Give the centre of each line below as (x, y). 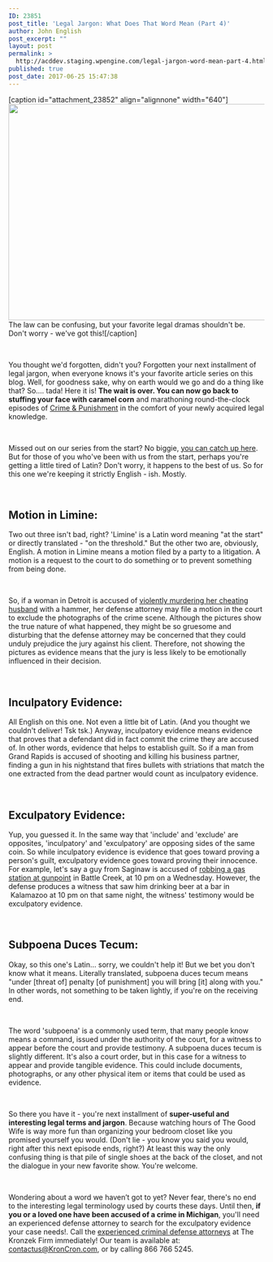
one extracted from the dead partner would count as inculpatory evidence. (133, 774)
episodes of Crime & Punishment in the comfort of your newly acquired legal (136, 408)
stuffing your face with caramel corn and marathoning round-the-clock (129, 399)
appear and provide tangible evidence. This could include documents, (126, 1065)
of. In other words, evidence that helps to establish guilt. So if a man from (131, 748)
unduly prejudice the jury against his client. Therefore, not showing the (127, 644)
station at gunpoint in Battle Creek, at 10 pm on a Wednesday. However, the (134, 878)
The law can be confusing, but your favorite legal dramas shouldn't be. (127, 324)
